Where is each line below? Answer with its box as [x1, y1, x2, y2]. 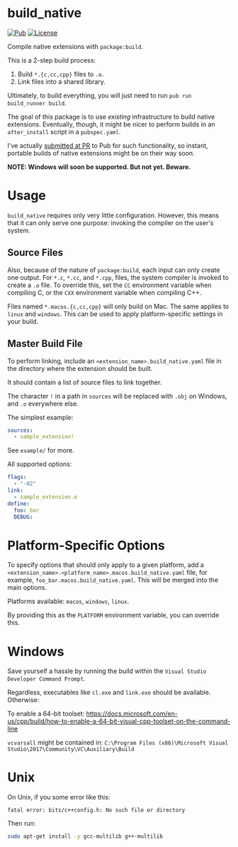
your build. [7, 317, 39, 325]
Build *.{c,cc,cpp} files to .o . [17, 70, 104, 78]
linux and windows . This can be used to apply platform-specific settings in [7, 309, 223, 318]
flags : [7, 474, 27, 481]
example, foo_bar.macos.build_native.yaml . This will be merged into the [7, 576, 219, 584]
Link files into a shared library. [17, 77, 106, 86]
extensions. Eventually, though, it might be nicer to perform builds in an [7, 119, 215, 129]
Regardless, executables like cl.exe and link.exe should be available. [7, 688, 211, 697]
